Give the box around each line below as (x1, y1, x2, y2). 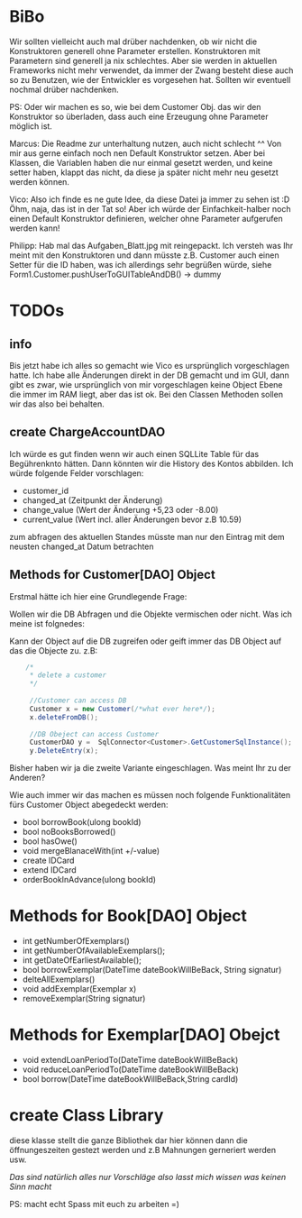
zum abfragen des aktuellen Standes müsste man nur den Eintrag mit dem (9, 531, 285, 542)
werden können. (9, 176, 70, 187)
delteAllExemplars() (22, 974, 96, 984)
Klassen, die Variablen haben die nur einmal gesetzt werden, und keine (9, 157, 273, 168)
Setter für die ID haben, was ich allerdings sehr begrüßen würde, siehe (9, 259, 272, 270)
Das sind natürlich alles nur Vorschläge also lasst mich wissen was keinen (9, 1172, 287, 1182)
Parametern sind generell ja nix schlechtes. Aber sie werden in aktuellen (9, 55, 278, 66)
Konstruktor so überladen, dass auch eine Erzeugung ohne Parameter (9, 111, 269, 122)
